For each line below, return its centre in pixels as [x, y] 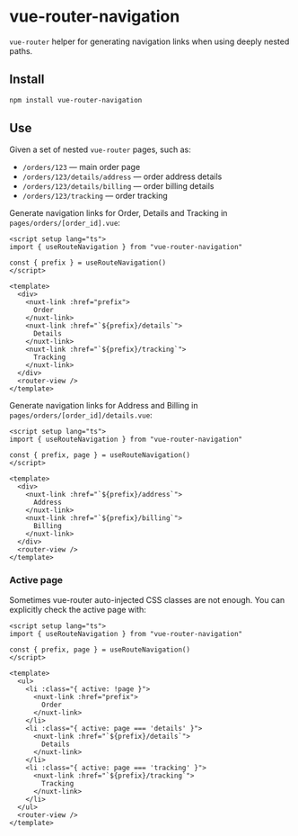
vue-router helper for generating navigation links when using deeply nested [149, 41]
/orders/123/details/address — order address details [122, 176]
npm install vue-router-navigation [76, 100]
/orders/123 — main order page [81, 167]
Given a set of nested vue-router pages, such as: [100, 149]
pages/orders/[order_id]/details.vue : [81, 415]
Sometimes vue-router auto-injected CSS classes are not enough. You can [147, 599]
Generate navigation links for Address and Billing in [104, 406]
